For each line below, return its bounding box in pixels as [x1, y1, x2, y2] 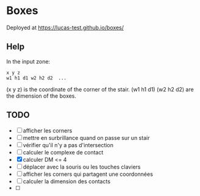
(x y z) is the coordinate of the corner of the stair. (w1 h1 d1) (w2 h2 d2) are [6, 85, 194, 93]
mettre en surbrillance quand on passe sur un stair [23, 134, 150, 141]
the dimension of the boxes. [6, 92, 77, 100]
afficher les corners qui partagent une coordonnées [23, 170, 154, 178]
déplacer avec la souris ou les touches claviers [23, 163, 141, 170]
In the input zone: [6, 57, 51, 65]
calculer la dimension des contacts [23, 178, 111, 185]
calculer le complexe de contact [23, 148, 104, 156]
